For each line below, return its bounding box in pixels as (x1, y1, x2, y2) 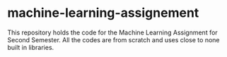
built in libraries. (7, 43, 54, 51)
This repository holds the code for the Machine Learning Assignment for (7, 28, 218, 37)
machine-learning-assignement (7, 5, 199, 21)
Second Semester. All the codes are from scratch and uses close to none (7, 35, 220, 44)
